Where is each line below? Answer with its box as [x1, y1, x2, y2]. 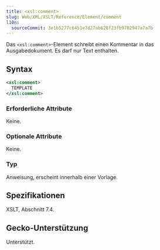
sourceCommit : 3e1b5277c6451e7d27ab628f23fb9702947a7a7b [11, 25, 154, 31]
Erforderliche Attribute [6, 104, 72, 112]
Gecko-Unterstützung [6, 223, 88, 233]
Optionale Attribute [6, 132, 62, 141]
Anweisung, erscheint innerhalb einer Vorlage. [6, 173, 118, 180]
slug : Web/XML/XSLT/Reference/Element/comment [6, 14, 122, 20]
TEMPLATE [11, 85, 33, 91]
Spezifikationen [6, 190, 66, 200]
